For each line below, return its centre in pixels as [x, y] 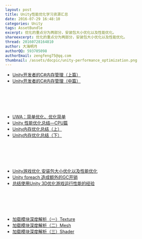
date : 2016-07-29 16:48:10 [33, 19]
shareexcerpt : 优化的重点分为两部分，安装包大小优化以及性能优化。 [66, 38]
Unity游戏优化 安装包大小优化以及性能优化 [55, 171]
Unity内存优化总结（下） [37, 135]
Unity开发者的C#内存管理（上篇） [46, 75]
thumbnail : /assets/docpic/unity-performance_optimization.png [71, 60]
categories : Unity [24, 23]
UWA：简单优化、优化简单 [39, 117]
